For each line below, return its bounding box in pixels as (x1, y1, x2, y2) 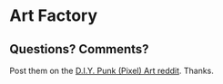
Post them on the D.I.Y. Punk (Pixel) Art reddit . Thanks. (9, 65, 214, 76)
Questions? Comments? (9, 42, 149, 57)
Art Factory (9, 5, 98, 26)
